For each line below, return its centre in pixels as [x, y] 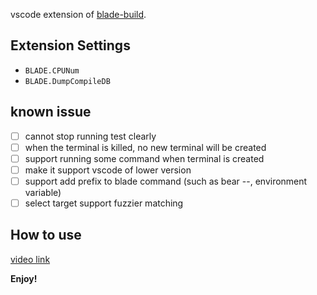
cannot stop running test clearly [90, 136]
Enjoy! [24, 278]
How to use [46, 235]
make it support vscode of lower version [108, 170]
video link [30, 259]
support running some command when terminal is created [144, 158]
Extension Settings [70, 45]
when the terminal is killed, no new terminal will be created [145, 147]
